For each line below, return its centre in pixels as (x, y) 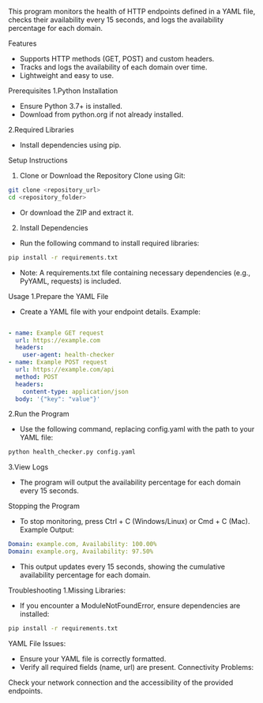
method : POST (37, 377)
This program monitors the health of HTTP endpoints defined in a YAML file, (132, 11)
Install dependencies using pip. (70, 145)
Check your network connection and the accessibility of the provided (121, 682)
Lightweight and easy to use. (67, 75)
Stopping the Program (44, 506)
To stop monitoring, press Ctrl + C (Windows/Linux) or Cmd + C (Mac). (135, 522)
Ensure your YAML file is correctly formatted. (93, 659)
